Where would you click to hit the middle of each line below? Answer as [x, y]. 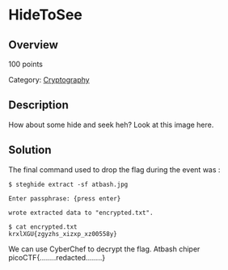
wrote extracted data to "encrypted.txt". [81, 213]
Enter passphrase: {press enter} [65, 198]
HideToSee [46, 15]
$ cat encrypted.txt [43, 227]
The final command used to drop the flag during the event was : [114, 169]
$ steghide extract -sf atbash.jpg [68, 184]
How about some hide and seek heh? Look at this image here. [111, 124]
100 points [25, 64]
